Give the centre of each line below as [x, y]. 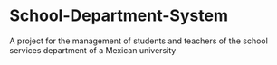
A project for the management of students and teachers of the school [139, 41]
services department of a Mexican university [93, 50]
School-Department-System [119, 16]
